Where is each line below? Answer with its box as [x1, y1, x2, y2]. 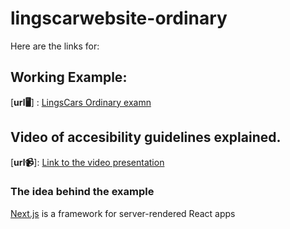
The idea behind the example [10, 185, 155, 199]
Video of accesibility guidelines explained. [10, 129, 282, 146]
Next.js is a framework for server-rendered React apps [10, 207, 236, 219]
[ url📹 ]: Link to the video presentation [10, 156, 165, 168]
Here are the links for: [10, 40, 100, 52]
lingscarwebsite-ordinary [10, 7, 228, 30]
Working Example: [10, 69, 128, 86]
